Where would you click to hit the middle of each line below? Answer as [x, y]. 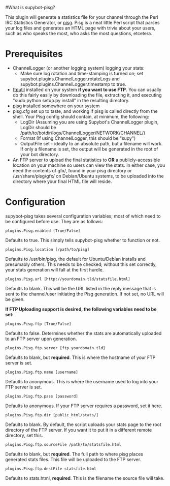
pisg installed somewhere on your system [56, 106]
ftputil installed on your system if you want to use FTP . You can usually [87, 89]
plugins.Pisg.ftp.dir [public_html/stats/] [52, 415]
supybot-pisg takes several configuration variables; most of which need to [83, 216]
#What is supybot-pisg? [30, 7]
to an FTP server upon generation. [41, 339]
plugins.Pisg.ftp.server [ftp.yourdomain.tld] [55, 348]
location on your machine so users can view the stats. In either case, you [89, 165]
